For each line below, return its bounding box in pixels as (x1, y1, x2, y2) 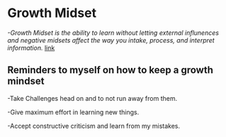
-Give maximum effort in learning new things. (7, 108, 140, 116)
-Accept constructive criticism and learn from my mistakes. (7, 121, 181, 130)
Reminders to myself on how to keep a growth (7, 64, 214, 76)
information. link (7, 43, 55, 52)
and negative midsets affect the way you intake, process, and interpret (7, 35, 215, 44)
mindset (7, 75, 45, 87)
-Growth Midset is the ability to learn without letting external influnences (7, 28, 220, 37)
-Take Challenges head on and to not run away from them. (7, 94, 178, 102)
